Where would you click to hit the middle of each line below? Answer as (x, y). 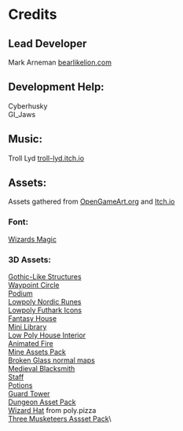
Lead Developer (48, 44)
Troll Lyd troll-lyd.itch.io (46, 158)
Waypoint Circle (34, 285)
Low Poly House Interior (47, 335)
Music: (26, 139)
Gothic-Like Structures (45, 277)
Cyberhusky (28, 106)
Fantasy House (33, 319)
